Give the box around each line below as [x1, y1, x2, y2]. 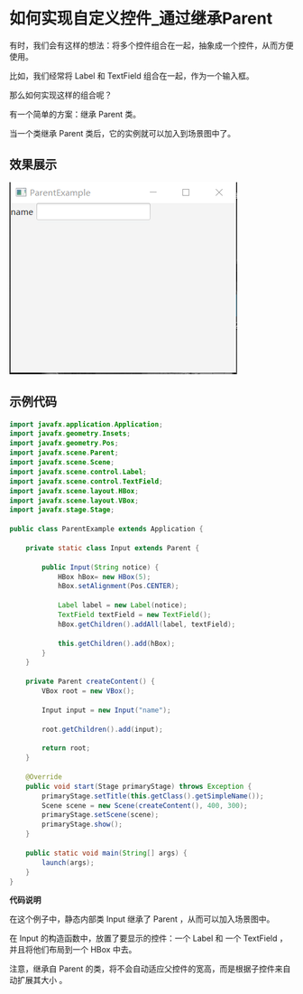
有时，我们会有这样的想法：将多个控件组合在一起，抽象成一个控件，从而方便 [9, 40, 294, 51]
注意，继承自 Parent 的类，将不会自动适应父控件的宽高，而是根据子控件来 [9, 963, 283, 974]
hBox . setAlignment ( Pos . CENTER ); [57, 582, 179, 591]
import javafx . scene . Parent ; [9, 448, 119, 457]
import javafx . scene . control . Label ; [9, 467, 147, 476]
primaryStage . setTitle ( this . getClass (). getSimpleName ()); [41, 792, 264, 801]
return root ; [41, 744, 91, 753]
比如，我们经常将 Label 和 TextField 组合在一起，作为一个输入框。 [9, 70, 254, 81]
